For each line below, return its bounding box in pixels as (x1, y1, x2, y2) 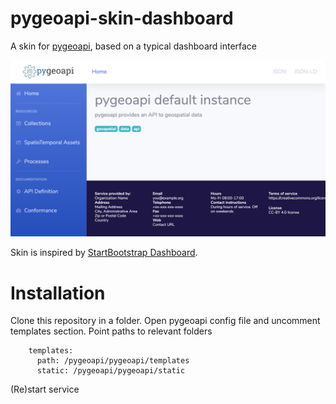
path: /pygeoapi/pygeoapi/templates (36, 356, 190, 366)
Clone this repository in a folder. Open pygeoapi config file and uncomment (10, 315, 321, 327)
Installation (10, 282, 106, 304)
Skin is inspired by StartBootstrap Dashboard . (10, 247, 198, 259)
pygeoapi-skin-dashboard (10, 7, 234, 30)
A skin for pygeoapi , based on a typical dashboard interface (10, 40, 258, 52)
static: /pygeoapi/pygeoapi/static (36, 366, 186, 376)
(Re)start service (10, 383, 80, 396)
